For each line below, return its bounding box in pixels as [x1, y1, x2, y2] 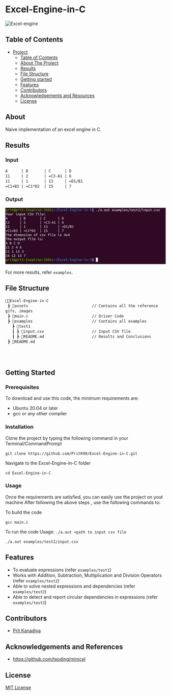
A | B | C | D [5, 169, 72, 174]
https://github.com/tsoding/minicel [12, 656, 85, 662]
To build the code [5, 509, 42, 515]
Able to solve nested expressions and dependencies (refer [12, 583, 136, 589]
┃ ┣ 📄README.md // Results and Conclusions [12, 334, 152, 339]
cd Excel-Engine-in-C [5, 470, 51, 476]
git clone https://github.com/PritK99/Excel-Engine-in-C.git [5, 451, 138, 456]
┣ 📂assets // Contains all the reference [7, 303, 158, 308]
